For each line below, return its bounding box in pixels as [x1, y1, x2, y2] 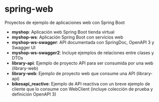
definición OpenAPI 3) [11, 91, 57, 97]
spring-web [4, 3, 53, 15]
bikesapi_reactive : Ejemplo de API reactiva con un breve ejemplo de [11, 81, 150, 86]
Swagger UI [11, 44, 36, 50]
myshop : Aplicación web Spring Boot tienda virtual [11, 29, 114, 35]
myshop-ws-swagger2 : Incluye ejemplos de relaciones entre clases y [11, 50, 154, 56]
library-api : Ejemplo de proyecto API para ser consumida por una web [11, 60, 154, 66]
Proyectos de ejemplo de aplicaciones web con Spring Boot [4, 20, 125, 25]
